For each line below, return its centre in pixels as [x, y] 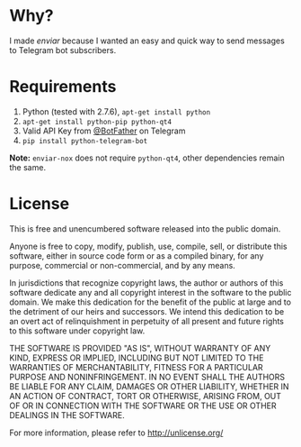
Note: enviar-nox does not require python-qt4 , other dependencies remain [147, 158]
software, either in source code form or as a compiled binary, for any [137, 255]
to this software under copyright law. [77, 331]
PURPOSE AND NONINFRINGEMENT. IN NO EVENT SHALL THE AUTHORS [147, 377]
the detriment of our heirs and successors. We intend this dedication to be [147, 311]
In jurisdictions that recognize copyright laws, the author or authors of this [146, 283]
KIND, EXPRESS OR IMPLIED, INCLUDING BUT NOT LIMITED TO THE [137, 358]
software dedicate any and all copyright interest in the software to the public [150, 292]
